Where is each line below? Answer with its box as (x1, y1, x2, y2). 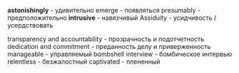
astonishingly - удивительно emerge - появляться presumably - (7, 6, 201, 14)
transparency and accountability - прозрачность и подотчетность (7, 35, 205, 43)
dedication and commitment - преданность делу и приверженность (7, 43, 211, 50)
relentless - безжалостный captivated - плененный (7, 57, 161, 66)
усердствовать (7, 21, 54, 29)
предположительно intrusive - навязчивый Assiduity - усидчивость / (7, 13, 217, 22)
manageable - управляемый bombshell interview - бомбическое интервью (7, 50, 233, 58)
